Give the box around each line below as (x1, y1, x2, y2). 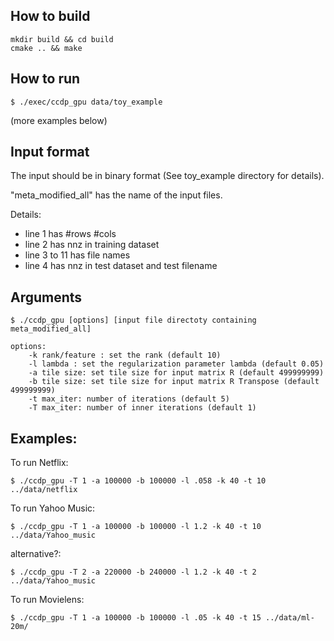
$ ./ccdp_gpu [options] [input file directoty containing (10, 315, 257, 326)
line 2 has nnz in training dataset (24, 239, 160, 251)
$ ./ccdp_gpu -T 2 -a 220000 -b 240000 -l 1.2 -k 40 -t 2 (10, 567, 257, 578)
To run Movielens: (10, 594, 85, 606)
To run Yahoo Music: (10, 502, 96, 514)
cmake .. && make (10, 43, 83, 53)
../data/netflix (10, 485, 78, 495)
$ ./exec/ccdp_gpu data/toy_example (10, 97, 163, 107)
